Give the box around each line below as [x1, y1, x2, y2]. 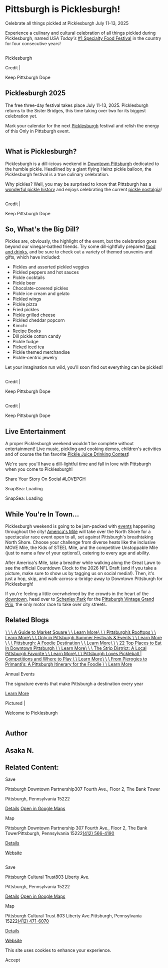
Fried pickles [12, 307, 39, 313]
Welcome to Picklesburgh [5, 710, 58, 716]
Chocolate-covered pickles [12, 285, 68, 292]
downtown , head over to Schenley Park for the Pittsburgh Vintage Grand [5, 596, 154, 602]
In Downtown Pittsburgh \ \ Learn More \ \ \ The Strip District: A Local [5, 645, 146, 651]
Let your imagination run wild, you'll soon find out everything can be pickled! [5, 364, 163, 370]
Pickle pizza [12, 301, 37, 307]
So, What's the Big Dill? [5, 225, 79, 233]
